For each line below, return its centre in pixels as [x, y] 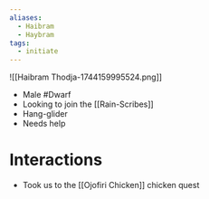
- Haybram [36, 34]
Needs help [44, 124]
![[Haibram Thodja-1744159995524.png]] [86, 77]
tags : [19, 43]
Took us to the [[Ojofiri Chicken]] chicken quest [111, 185]
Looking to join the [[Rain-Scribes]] [88, 104]
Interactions [56, 160]
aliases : [26, 18]
